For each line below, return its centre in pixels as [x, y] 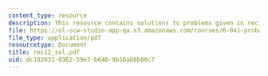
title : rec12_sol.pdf [44, 52]
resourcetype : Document [48, 45]
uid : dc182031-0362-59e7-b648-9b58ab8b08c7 [82, 60]
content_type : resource [48, 15]
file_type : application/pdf [55, 38]
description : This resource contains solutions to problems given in [126, 23]
